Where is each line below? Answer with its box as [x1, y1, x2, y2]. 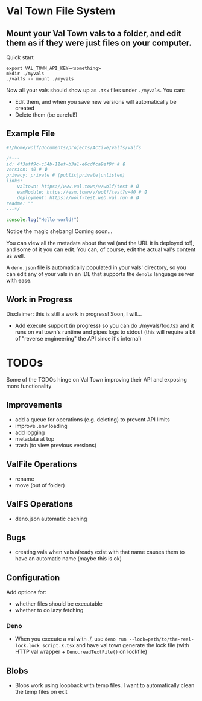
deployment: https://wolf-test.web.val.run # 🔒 [17, 194, 139, 200]
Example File [6, 129, 55, 139]
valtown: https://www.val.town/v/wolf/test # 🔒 [17, 184, 139, 190]
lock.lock [14, 643, 40, 649]
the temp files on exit [14, 688, 68, 696]
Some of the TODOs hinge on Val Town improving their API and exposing [6, 376, 187, 383]
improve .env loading [14, 422, 68, 429]
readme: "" [6, 200, 34, 206]
